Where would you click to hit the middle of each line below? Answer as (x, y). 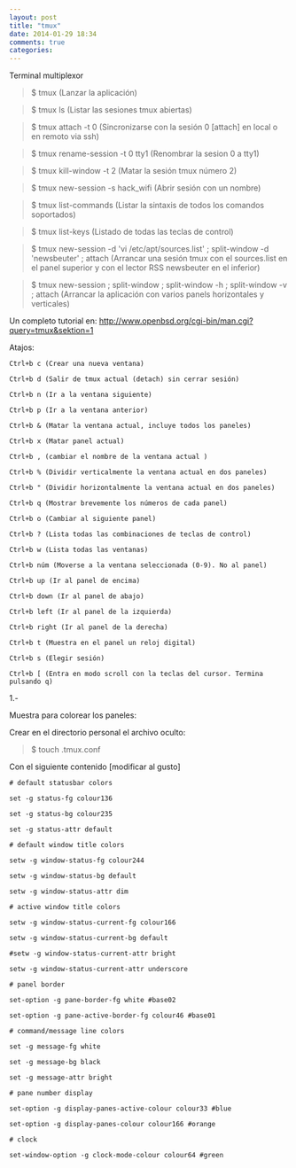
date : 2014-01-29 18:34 (53, 34)
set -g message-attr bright (61, 1078)
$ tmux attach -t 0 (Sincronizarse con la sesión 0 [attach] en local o (154, 127)
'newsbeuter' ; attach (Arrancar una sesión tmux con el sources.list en (159, 259)
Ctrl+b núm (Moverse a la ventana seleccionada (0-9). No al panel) (138, 565)
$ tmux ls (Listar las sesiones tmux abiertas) (111, 110)
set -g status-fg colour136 (61, 798)
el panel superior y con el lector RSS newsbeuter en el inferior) (145, 268)
